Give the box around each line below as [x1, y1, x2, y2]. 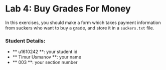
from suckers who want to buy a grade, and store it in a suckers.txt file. [5, 24, 154, 30]
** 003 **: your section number [12, 59, 78, 65]
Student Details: [5, 37, 46, 44]
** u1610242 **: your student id [12, 48, 78, 55]
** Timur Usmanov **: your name [12, 54, 82, 60]
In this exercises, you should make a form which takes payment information [5, 19, 161, 25]
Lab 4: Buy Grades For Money [5, 3, 131, 14]
